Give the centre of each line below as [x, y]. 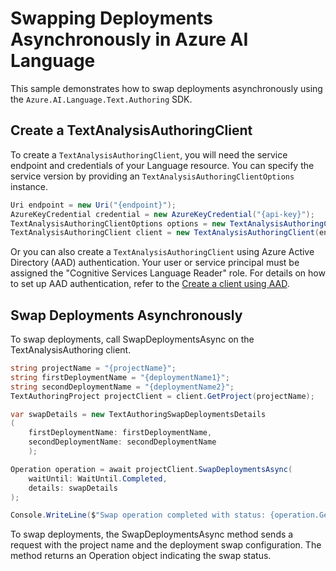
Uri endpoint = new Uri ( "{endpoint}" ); [93, 205]
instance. [29, 186]
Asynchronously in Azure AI [129, 39]
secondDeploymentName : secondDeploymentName [122, 442]
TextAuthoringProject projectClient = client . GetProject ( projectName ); [162, 396]
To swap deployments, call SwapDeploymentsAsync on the [132, 339]
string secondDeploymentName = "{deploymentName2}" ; [122, 387]
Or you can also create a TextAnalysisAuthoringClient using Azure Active [162, 252]
